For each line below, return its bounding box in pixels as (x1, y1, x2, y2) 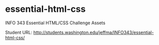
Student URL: (5, 29, 32, 35)
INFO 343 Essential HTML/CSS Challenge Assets (5, 20, 106, 26)
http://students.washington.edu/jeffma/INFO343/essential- (33, 29, 154, 35)
